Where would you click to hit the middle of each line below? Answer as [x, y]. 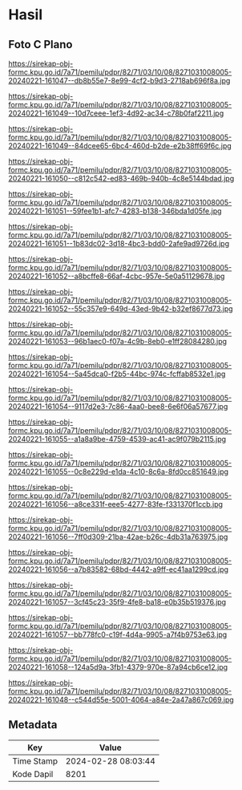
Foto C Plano [40, 45]
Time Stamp [35, 761]
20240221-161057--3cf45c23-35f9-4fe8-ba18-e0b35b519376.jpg [117, 602]
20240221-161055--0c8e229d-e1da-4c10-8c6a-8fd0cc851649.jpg [119, 472]
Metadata [33, 725]
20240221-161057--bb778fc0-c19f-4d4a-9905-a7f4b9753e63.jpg [118, 634]
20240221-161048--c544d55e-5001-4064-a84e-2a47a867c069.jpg [121, 700]
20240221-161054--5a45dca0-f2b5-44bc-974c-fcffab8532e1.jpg [117, 374]
